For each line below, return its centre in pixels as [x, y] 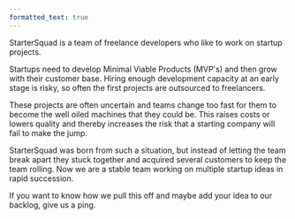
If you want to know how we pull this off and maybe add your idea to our [141, 195]
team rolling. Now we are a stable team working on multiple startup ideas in [146, 169]
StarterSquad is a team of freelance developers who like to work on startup [146, 42]
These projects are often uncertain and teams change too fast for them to [143, 105]
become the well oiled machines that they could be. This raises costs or [140, 114]
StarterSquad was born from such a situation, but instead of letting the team [147, 150]
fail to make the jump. [49, 132]
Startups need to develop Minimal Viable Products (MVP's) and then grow [144, 69]
